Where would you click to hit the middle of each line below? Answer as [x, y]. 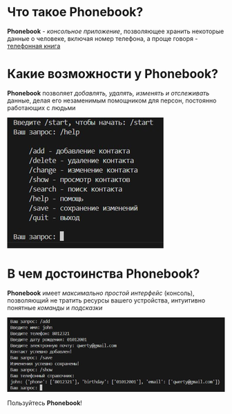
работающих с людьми [41, 107]
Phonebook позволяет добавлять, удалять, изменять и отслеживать [108, 93]
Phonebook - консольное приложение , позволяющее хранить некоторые [116, 31]
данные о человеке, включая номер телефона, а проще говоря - [103, 38]
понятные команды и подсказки [55, 307]
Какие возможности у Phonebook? [113, 74]
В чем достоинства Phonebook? [104, 274]
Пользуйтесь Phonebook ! [45, 403]
